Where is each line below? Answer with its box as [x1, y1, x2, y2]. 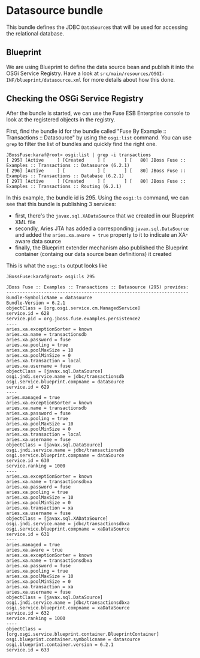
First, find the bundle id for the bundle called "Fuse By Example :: [6, 127, 166, 135]
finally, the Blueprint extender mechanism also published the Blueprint [14, 244, 188, 251]
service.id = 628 [6, 310, 50, 316]
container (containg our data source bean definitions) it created [14, 250, 172, 257]
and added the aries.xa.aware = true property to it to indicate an [14, 231, 178, 238]
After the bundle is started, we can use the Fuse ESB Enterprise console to [6, 109, 190, 117]
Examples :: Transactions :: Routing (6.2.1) [6, 183, 122, 189]
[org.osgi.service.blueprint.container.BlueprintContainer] [6, 631, 160, 637]
